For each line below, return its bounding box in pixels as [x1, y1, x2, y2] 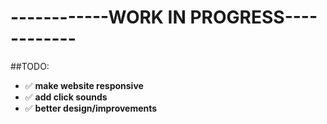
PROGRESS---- [189, 6, 318, 29]
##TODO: [10, 60, 50, 72]
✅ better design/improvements [24, 102, 158, 114]
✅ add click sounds [24, 91, 108, 103]
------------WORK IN [10, 6, 187, 29]
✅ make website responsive [24, 79, 144, 91]
